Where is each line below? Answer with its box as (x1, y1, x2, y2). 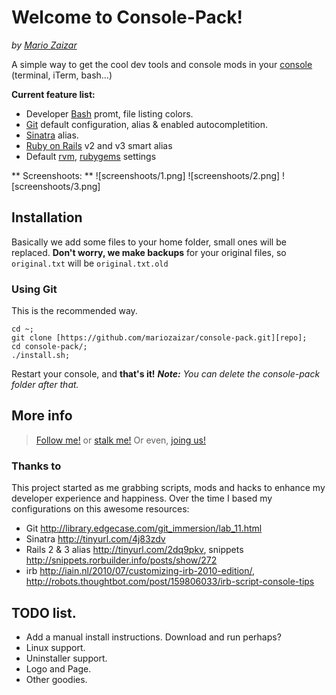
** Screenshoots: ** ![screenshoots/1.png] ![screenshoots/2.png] (11, 169, 281, 181)
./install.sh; (11, 351, 71, 361)
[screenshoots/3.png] (11, 180, 101, 192)
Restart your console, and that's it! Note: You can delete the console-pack (11, 368, 321, 380)
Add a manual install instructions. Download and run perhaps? (25, 631, 282, 643)
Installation (11, 209, 83, 226)
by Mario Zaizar (11, 39, 78, 51)
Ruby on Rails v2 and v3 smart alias (25, 139, 173, 151)
